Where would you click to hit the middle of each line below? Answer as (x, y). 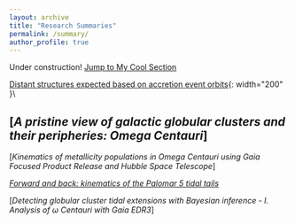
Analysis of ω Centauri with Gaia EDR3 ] (82, 210)
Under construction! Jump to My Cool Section (93, 67)
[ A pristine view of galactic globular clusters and (147, 122)
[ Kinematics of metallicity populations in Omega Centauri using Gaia (135, 157)
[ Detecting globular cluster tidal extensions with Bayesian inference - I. (139, 201)
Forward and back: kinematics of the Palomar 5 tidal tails (114, 183)
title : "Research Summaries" (63, 26)
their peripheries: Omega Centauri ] (109, 135)
